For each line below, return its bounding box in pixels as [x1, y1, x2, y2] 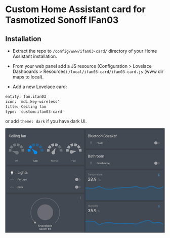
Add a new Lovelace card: [12, 84, 67, 90]
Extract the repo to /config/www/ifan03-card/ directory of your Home [12, 48, 157, 54]
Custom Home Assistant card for [5, 4, 146, 15]
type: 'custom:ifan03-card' [5, 109, 65, 114]
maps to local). [12, 74, 44, 80]
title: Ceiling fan [5, 104, 47, 109]
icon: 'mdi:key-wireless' [5, 99, 60, 104]
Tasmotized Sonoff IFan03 [5, 14, 119, 26]
